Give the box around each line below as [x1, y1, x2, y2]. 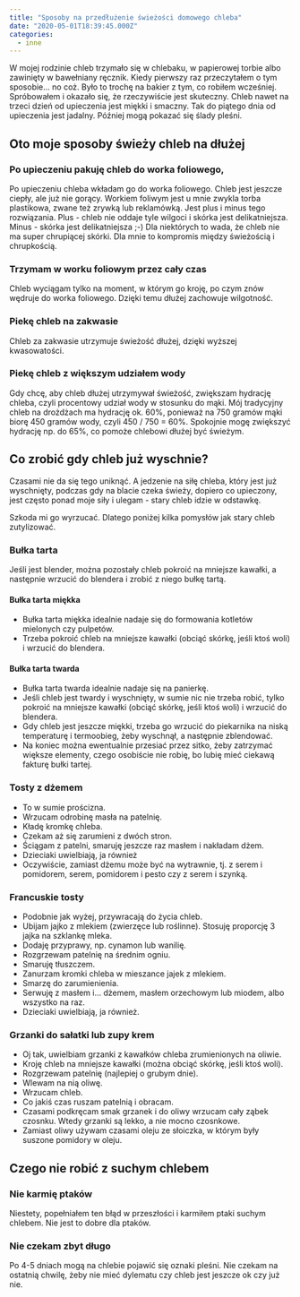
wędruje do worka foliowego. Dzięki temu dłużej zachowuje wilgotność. [9, 293, 273, 304]
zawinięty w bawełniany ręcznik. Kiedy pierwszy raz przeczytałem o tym [9, 73, 278, 83]
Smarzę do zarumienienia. [21, 977, 119, 988]
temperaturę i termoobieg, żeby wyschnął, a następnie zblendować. [21, 731, 273, 742]
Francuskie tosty [9, 890, 85, 903]
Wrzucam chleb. [21, 1087, 83, 1098]
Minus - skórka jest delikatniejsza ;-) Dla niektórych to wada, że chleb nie [9, 221, 280, 232]
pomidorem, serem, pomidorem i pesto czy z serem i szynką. [21, 868, 248, 879]
